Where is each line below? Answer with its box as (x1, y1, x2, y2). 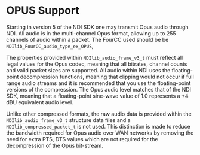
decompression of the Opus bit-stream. (6, 142, 103, 149)
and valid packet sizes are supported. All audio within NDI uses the (6, 66, 171, 74)
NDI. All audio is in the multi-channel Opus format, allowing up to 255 (6, 29, 176, 37)
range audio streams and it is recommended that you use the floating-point (6, 79, 191, 87)
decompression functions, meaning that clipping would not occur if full (20, 73, 194, 80)
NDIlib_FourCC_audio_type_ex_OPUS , (6, 42, 94, 50)
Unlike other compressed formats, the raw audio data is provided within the (6, 110, 192, 117)
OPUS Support (6, 4, 79, 17)
